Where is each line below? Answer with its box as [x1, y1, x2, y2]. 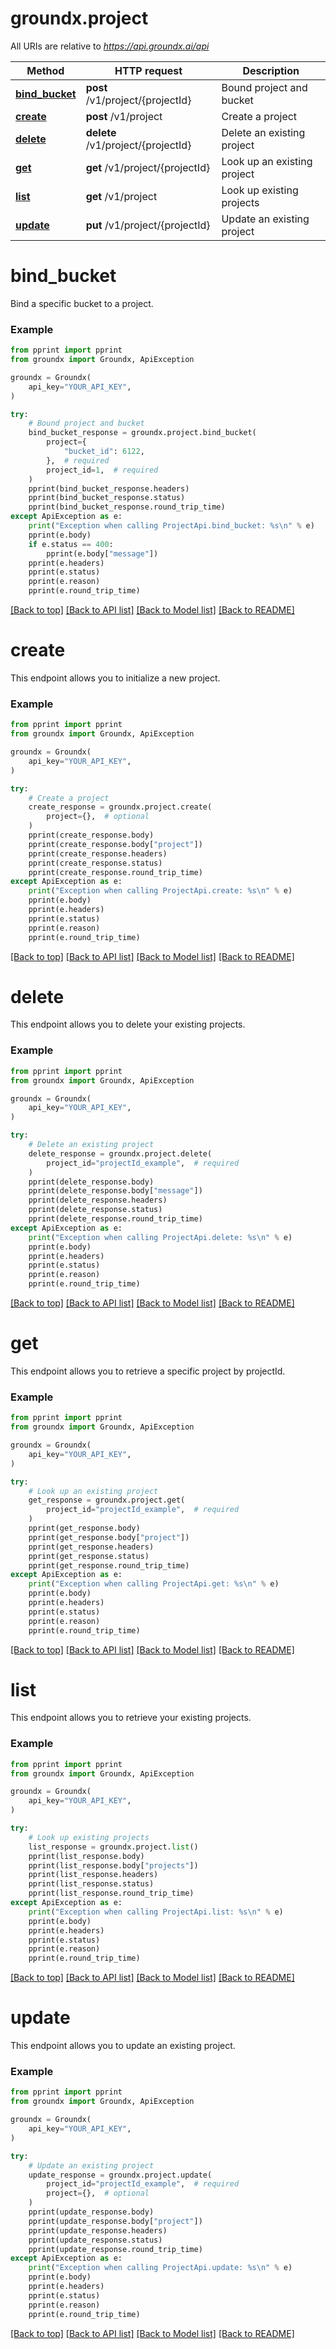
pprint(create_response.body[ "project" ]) [28, 839, 203, 849]
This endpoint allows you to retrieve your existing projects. [10, 1712, 252, 1724]
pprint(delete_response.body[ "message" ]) [28, 1186, 203, 1196]
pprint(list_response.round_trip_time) [28, 1888, 195, 1899]
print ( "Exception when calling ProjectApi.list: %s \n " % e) [28, 1907, 284, 1917]
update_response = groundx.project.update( [28, 2170, 213, 2180]
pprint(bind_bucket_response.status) [28, 493, 186, 503]
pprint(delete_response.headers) [28, 1195, 168, 1206]
